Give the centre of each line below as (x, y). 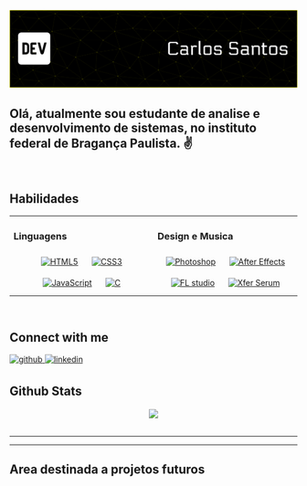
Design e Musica (196, 236)
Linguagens (40, 236)
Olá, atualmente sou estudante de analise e (135, 114)
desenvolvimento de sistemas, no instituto (133, 127)
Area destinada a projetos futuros (107, 469)
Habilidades (44, 199)
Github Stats (46, 391)
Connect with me (59, 338)
